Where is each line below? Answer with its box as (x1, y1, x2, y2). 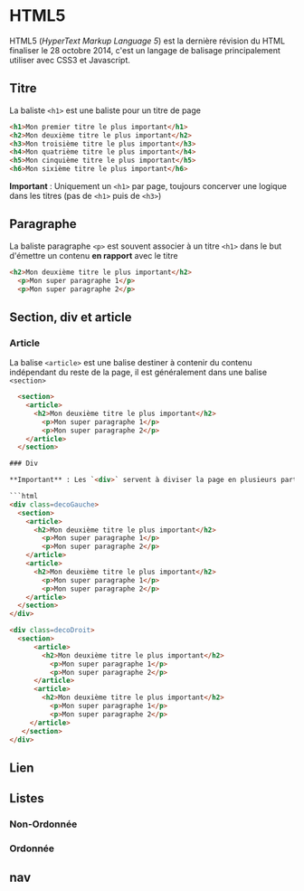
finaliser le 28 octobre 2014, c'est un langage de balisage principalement (9, 44, 280, 55)
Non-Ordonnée (9, 818, 78, 830)
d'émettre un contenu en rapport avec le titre (9, 250, 178, 261)
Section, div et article (9, 309, 133, 325)
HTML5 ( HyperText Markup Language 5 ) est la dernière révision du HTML (9, 35, 286, 46)
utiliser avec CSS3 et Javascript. (9, 54, 131, 65)
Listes (9, 791, 45, 806)
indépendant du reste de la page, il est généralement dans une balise (9, 367, 268, 378)
